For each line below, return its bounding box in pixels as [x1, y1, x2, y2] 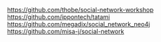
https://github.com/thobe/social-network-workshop [7, 6, 154, 14]
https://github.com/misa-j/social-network [7, 27, 125, 35]
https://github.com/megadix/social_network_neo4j [7, 20, 150, 28]
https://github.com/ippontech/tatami [7, 13, 110, 21]
